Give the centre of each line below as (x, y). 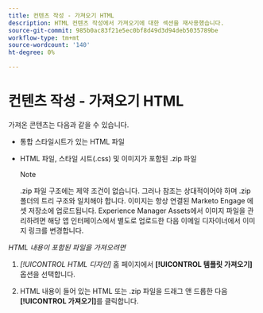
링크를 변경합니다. (56, 230)
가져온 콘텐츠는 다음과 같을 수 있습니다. (69, 125)
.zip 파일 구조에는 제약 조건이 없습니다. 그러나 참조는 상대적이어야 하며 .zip (135, 191)
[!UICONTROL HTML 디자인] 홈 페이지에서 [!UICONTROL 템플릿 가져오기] (136, 264)
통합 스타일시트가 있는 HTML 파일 (72, 141)
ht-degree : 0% (32, 52)
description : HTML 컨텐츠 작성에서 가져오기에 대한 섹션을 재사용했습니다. (116, 23)
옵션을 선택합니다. (47, 274)
